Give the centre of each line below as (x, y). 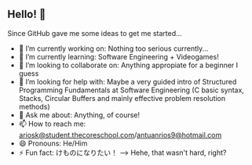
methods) (34, 106)
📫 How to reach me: (52, 124)
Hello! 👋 (27, 14)
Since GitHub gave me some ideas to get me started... (95, 33)
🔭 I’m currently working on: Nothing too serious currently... (113, 48)
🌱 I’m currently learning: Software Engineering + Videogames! (119, 56)
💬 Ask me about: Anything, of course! (79, 115)
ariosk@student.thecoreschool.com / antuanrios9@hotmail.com (120, 135)
